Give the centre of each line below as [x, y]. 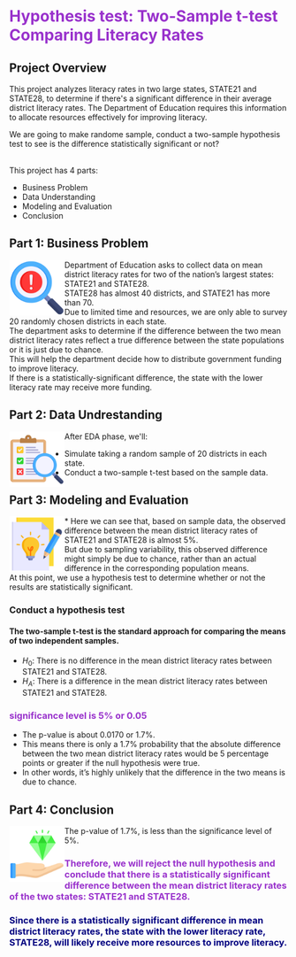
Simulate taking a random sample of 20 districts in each [166, 453]
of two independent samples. [64, 640]
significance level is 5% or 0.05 [78, 716]
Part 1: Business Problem [79, 244]
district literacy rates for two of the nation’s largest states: [169, 274]
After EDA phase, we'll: [106, 436]
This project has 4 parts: [54, 170]
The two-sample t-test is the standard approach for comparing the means [148, 631]
